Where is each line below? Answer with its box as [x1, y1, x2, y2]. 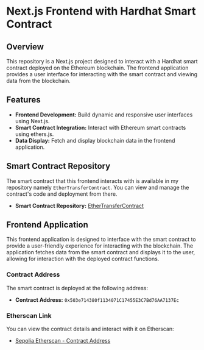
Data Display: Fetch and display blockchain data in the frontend [15, 137, 175, 144]
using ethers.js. [15, 130, 54, 138]
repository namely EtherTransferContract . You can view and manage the [6, 184, 189, 191]
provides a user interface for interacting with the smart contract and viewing [6, 71, 198, 77]
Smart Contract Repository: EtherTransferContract [15, 202, 144, 209]
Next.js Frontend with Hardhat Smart [6, 4, 196, 18]
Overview [6, 41, 44, 52]
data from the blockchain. [6, 77, 71, 84]
